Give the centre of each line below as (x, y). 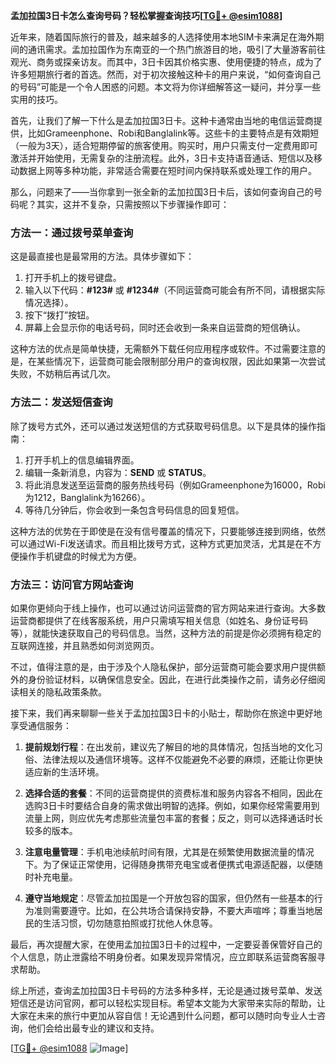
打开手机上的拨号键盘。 (73, 278)
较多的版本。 (51, 830)
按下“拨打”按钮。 (59, 315)
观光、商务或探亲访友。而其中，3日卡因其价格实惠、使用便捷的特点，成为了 (166, 62)
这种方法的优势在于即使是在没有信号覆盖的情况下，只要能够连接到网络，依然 (168, 531)
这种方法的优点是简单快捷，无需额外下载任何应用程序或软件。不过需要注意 (163, 349)
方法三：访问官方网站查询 (72, 584)
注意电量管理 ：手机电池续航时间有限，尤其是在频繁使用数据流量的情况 (169, 851)
